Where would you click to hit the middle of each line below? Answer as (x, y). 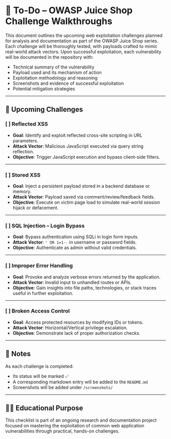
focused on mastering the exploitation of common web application (75, 426)
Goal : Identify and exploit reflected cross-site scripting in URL (77, 135)
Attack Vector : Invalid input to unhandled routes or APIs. (72, 282)
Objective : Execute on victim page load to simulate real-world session (86, 202)
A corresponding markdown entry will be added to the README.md (80, 382)
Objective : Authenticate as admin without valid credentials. (75, 248)
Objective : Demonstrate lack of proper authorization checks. (77, 333)
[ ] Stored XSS (23, 175)
